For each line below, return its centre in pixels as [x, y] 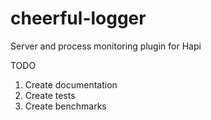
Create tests [50, 95]
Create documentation [71, 84]
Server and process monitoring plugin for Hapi [106, 46]
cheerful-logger [78, 18]
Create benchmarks [65, 106]
